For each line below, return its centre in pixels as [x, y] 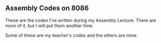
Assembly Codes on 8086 [47, 8]
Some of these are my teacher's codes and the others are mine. [71, 35]
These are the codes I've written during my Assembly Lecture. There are [81, 20]
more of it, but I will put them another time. [49, 25]
